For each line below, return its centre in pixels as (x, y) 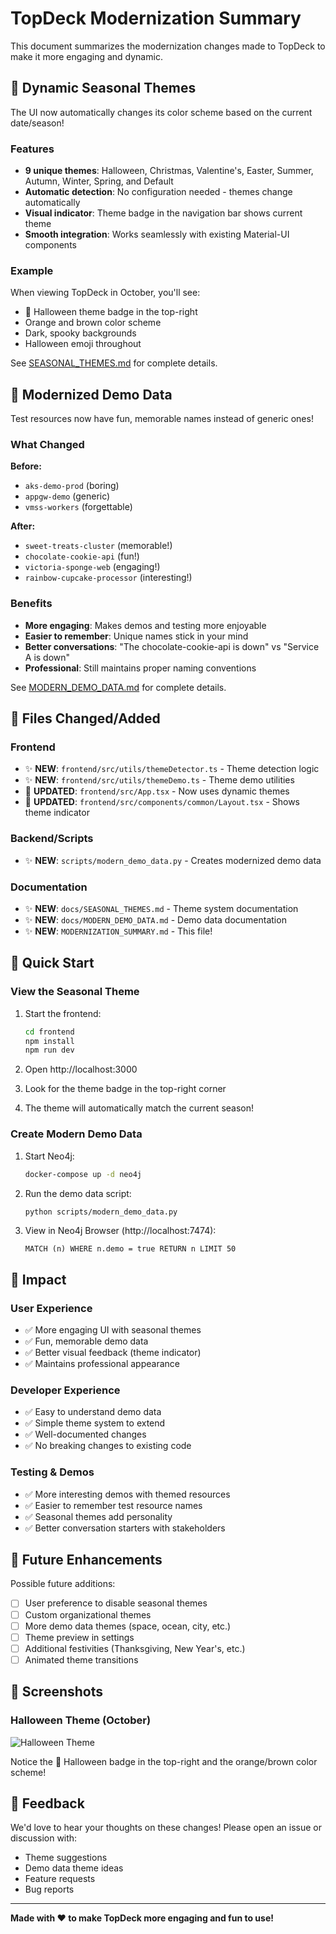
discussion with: (44, 1838)
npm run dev (49, 1050)
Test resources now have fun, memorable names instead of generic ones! (162, 419)
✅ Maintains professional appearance (102, 1364)
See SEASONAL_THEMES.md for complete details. (114, 363)
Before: (26, 466)
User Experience (51, 1308)
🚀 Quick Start (52, 963)
